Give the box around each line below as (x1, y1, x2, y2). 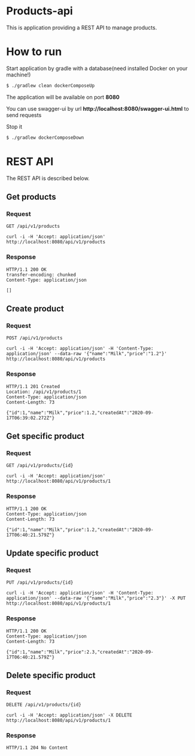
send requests (6, 111, 42, 118)
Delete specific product (6, 670, 96, 680)
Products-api (6, 4, 73, 18)
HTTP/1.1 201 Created (6, 383, 60, 389)
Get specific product (6, 431, 85, 441)
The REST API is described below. (6, 175, 90, 182)
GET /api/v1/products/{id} (6, 462, 74, 469)
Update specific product (6, 548, 99, 558)
